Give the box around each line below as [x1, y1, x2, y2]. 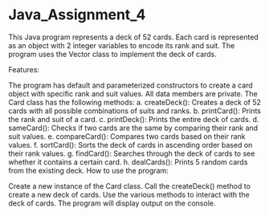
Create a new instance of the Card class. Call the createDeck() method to [8, 181, 251, 190]
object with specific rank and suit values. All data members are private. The [8, 88, 259, 98]
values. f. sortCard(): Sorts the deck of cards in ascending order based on [8, 140, 253, 149]
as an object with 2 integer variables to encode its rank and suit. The [8, 40, 235, 50]
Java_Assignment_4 [8, 6, 146, 24]
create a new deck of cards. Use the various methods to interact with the [8, 190, 251, 199]
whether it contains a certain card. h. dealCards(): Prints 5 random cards [8, 157, 248, 166]
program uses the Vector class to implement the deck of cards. [8, 49, 217, 59]
